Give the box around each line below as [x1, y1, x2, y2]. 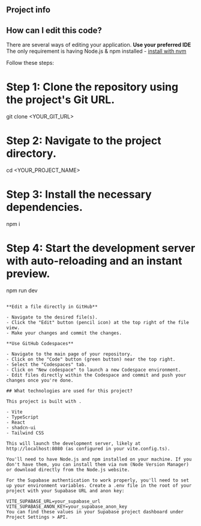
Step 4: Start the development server [6, 242, 196, 255]
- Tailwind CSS [6, 430, 44, 436]
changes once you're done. [6, 377, 74, 384]
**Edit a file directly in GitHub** [6, 304, 98, 310]
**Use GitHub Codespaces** [6, 340, 74, 346]
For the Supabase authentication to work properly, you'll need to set [6, 477, 189, 483]
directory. [6, 147, 57, 161]
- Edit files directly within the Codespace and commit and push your [6, 372, 187, 378]
